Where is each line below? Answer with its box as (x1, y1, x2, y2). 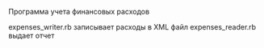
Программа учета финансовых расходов (8, 7, 150, 16)
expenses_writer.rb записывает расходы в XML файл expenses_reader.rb (8, 22, 257, 31)
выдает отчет (8, 31, 55, 40)
